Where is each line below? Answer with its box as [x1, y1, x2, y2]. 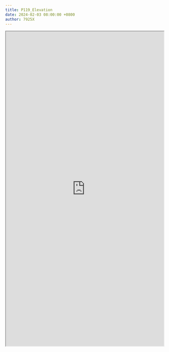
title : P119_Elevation [5, 7, 53, 13]
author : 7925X [5, 17, 35, 22]
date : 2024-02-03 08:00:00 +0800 [5, 12, 75, 17]
